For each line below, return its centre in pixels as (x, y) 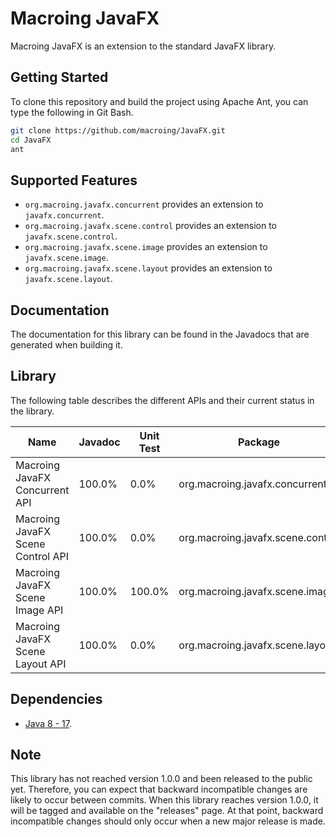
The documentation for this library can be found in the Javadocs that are (160, 334)
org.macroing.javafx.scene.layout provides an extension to (148, 268)
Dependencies (56, 699)
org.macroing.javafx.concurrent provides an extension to (144, 204)
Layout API (41, 664)
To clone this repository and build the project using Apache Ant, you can (159, 101)
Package (259, 442)
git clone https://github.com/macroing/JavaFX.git (118, 130)
